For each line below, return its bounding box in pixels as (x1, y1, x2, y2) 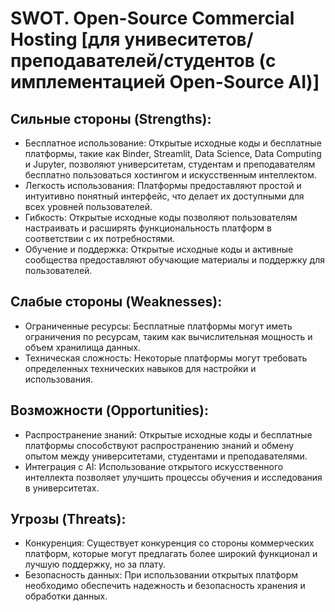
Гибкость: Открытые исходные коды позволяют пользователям (24, 212, 298, 223)
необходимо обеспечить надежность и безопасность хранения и (24, 580, 306, 592)
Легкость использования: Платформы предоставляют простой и (24, 180, 302, 191)
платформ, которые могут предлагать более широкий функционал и (24, 548, 318, 560)
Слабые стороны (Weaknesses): (10, 293, 223, 311)
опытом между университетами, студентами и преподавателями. (24, 450, 308, 462)
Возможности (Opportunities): (10, 402, 210, 419)
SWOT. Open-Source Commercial (10, 7, 295, 30)
